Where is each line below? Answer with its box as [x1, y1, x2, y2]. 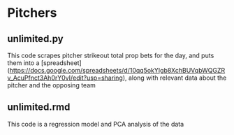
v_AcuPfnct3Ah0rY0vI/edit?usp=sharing [7, 73, 124, 82]
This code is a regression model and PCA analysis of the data [7, 120, 184, 128]
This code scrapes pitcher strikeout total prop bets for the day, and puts [7, 51, 214, 59]
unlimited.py [7, 33, 64, 45]
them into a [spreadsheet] [7, 59, 82, 67]
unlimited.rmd [7, 101, 71, 113]
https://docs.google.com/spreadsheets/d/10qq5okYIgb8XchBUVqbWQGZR [9, 66, 226, 74]
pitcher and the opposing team [7, 81, 96, 89]
